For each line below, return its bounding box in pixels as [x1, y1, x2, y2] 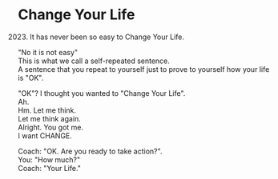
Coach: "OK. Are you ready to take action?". [18, 146, 163, 156]
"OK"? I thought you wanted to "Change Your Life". [18, 88, 186, 97]
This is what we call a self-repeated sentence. [18, 56, 170, 66]
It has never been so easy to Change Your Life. [29, 32, 184, 42]
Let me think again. [18, 113, 82, 123]
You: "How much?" [18, 154, 81, 165]
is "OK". [18, 73, 44, 82]
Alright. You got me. [18, 122, 84, 132]
